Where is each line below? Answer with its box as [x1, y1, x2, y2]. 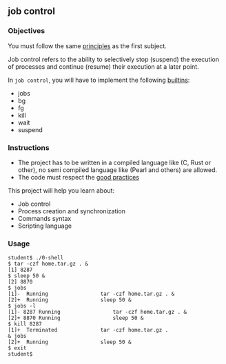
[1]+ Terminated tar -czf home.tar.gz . [8, 327, 169, 334]
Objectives [8, 26, 45, 36]
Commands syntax [17, 214, 72, 222]
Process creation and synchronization [17, 206, 126, 215]
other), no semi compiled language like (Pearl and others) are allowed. [17, 165, 218, 174]
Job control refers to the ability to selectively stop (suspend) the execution [8, 55, 220, 63]
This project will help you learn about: [8, 186, 115, 195]
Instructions [8, 142, 50, 152]
